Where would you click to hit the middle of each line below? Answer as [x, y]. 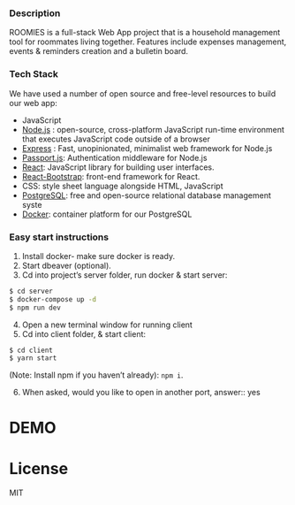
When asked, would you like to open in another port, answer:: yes [141, 393]
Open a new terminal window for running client [107, 325]
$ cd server [31, 291]
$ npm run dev [35, 308]
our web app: [33, 103]
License [39, 468]
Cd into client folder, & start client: [84, 333]
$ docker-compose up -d [53, 299]
